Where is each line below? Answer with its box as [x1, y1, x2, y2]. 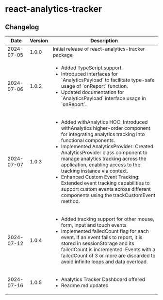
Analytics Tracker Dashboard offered [61, 276, 146, 282]
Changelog [5, 23, 39, 31]
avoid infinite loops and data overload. [61, 259, 148, 265]
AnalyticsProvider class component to [61, 149, 148, 156]
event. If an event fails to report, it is [61, 234, 143, 240]
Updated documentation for [61, 89, 125, 96]
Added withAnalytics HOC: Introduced [61, 119, 148, 125]
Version [30, 38, 49, 44]
